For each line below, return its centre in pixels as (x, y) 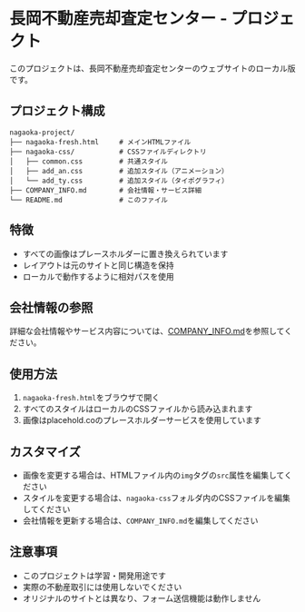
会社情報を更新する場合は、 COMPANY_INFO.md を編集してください (140, 520)
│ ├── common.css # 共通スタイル (89, 161)
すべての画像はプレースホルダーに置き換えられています (125, 253)
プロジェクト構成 (57, 111)
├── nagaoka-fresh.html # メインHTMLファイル (100, 142)
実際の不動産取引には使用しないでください (102, 587)
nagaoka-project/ (42, 133)
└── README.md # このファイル (89, 200)
